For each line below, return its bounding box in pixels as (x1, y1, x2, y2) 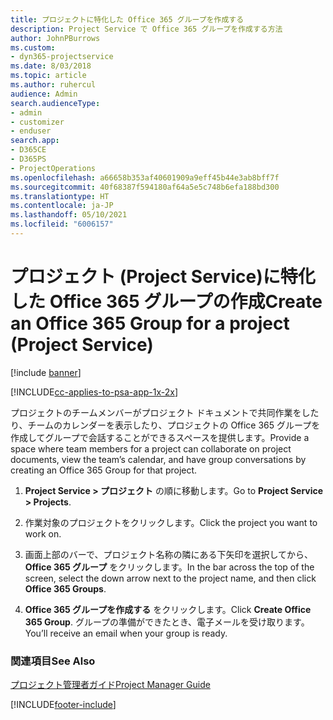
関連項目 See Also (10, 654, 96, 668)
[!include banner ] (10, 366, 82, 378)
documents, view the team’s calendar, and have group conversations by (10, 453, 307, 465)
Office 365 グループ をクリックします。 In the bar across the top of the (24, 561, 315, 573)
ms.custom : (10, 42, 56, 53)
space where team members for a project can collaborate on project (10, 442, 292, 455)
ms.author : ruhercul (10, 80, 97, 90)
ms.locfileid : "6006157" (10, 219, 114, 230)
